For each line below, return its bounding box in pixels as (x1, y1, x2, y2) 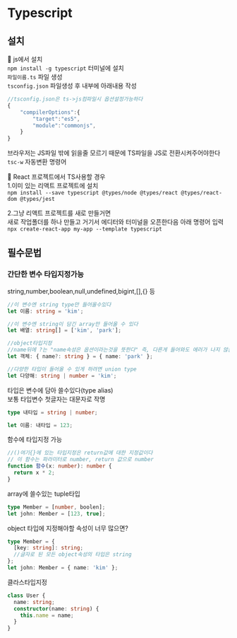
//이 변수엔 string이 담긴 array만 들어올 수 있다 (7, 320, 139, 327)
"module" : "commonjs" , (32, 122, 97, 129)
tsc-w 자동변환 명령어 (7, 158, 67, 166)
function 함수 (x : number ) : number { (7, 463, 112, 470)
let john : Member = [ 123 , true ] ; (7, 510, 106, 517)
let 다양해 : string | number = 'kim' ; (7, 372, 117, 379)
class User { (7, 592, 46, 599)
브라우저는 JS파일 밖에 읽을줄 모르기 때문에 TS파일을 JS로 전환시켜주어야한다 (7, 149, 221, 157)
